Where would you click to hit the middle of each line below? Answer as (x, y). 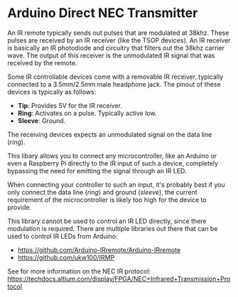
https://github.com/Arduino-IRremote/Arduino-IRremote (99, 249)
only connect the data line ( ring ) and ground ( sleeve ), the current (102, 192)
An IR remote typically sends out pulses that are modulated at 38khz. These (118, 33)
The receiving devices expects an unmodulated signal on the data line (110, 134)
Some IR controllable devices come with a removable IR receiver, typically (115, 77)
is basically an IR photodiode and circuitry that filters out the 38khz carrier (116, 48)
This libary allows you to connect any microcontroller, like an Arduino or (112, 156)
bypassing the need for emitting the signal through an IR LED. (97, 171)
